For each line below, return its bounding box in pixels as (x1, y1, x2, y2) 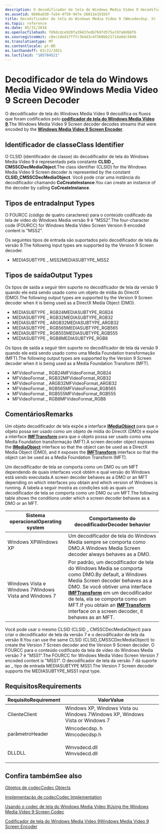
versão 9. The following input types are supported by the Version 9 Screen (5, 242, 154, 248)
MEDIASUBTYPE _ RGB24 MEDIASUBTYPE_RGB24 (12, 309, 113, 315)
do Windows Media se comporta (68, 565, 143, 572)
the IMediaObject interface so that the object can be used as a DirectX (5, 444, 148, 450)
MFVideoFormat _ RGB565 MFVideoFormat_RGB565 (12, 385, 116, 391)
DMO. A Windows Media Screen (68, 545, 141, 551)
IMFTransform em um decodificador (68, 589, 152, 596)
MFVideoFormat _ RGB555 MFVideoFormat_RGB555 (12, 390, 116, 397)
